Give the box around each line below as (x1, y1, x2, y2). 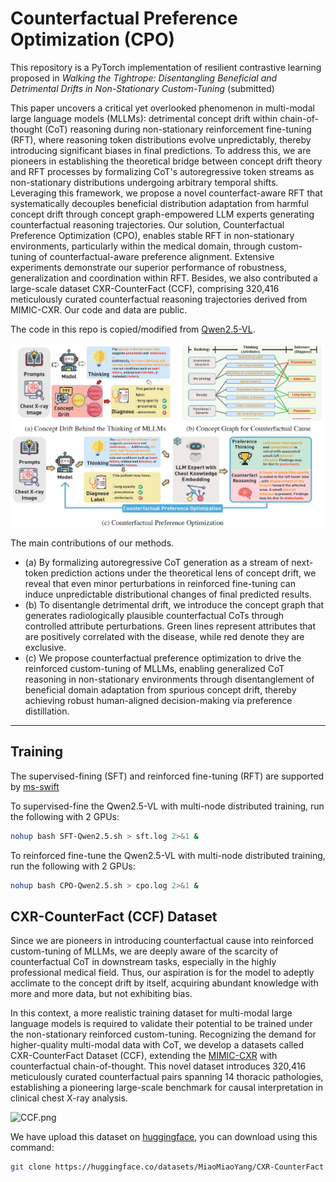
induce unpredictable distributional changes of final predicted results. (24, 588, 312, 601)
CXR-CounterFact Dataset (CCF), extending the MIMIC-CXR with (10, 1050, 278, 1062)
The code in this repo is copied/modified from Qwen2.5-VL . (10, 323, 256, 335)
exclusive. (24, 642, 67, 654)
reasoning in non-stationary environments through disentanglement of (24, 673, 315, 686)
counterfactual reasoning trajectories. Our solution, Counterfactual (10, 218, 285, 231)
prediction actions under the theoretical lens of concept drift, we (50, 567, 317, 579)
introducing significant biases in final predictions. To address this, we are (10, 144, 312, 156)
